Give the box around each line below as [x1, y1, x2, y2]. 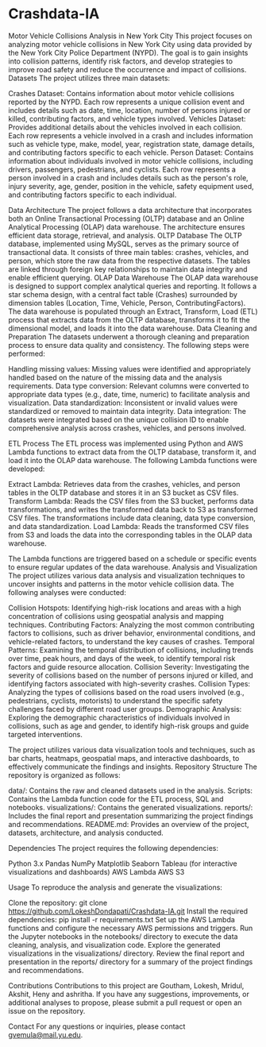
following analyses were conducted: [8, 587, 127, 597]
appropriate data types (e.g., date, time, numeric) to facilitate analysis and [8, 389, 250, 399]
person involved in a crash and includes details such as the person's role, [8, 172, 249, 183]
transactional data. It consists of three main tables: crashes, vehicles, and [8, 247, 249, 257]
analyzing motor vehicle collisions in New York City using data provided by [8, 39, 253, 48]
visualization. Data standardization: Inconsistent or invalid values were [8, 398, 238, 408]
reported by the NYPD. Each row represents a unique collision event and [8, 97, 245, 106]
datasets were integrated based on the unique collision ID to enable [8, 415, 229, 424]
